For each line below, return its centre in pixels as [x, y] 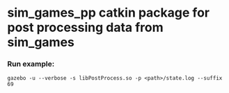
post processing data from [85, 27]
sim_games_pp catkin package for [109, 13]
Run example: [31, 64]
